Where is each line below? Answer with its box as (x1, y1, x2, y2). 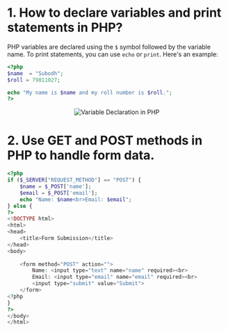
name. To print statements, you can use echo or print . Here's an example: (7, 50, 219, 58)
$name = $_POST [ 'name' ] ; (19, 183, 92, 190)
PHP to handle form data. (7, 147, 155, 163)
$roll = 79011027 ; (7, 76, 60, 83)
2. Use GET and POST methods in (7, 132, 203, 148)
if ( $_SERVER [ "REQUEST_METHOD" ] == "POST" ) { (7, 177, 141, 184)
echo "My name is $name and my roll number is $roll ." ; (7, 89, 172, 96)
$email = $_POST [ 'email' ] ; (19, 189, 98, 196)
